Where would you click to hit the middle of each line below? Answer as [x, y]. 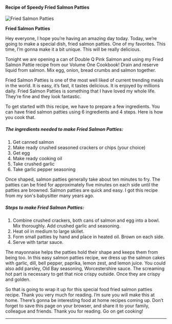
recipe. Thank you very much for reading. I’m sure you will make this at [80, 295]
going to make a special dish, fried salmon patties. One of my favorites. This [85, 44]
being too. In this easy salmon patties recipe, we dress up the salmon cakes [85, 258]
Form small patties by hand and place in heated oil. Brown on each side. [89, 237]
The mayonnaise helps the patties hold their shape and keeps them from [82, 252]
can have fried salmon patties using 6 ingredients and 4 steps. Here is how [84, 112]
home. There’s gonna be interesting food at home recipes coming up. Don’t [84, 300]
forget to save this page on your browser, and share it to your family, [77, 306]
